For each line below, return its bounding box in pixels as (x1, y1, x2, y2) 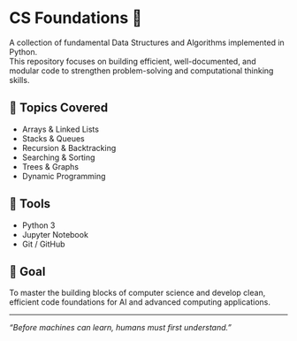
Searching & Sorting (21, 152, 95, 163)
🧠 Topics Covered (9, 101, 109, 116)
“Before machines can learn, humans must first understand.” (9, 322, 232, 333)
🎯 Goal (9, 264, 46, 279)
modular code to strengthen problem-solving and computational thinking (9, 65, 274, 76)
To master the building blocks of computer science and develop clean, (9, 287, 266, 299)
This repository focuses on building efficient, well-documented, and (9, 56, 256, 66)
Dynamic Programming (21, 170, 106, 181)
